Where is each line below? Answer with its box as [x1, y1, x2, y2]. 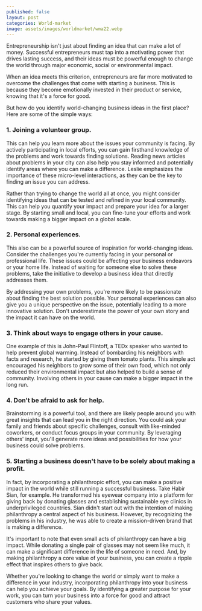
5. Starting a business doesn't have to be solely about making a [6, 457, 195, 465]
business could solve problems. [6, 442, 86, 449]
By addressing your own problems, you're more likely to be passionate [6, 288, 181, 295]
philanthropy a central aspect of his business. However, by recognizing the [6, 510, 192, 517]
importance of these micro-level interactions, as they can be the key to [6, 172, 182, 179]
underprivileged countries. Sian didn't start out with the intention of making [6, 504, 193, 511]
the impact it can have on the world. [6, 314, 96, 321]
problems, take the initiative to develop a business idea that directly [6, 270, 174, 277]
